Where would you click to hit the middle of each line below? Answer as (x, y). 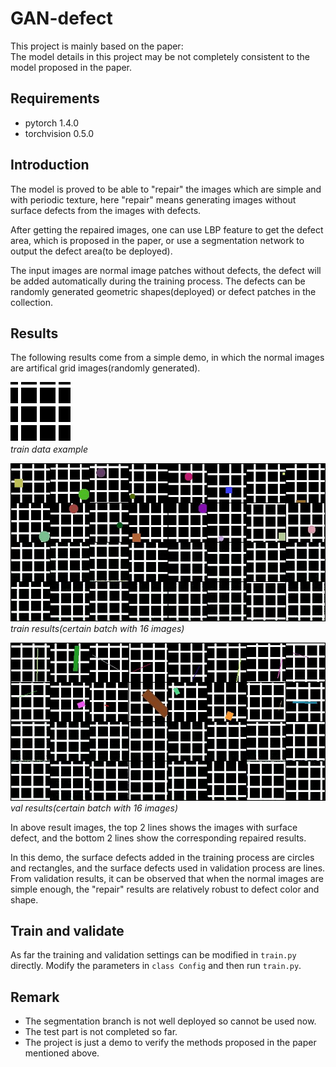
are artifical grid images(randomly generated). (105, 368)
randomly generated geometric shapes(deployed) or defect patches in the (163, 291)
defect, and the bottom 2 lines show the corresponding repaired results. (158, 838)
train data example (49, 449)
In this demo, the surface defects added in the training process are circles (162, 857)
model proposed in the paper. (71, 67)
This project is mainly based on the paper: (97, 46)
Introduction (50, 165)
